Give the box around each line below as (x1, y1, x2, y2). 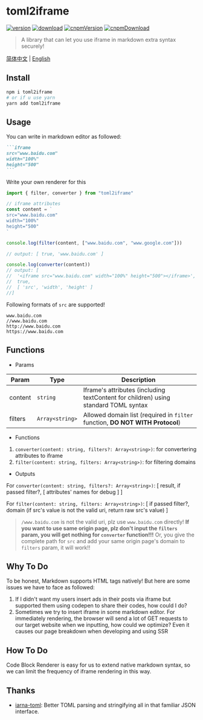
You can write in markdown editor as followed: (6, 133, 122, 140)
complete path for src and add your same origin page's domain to (21, 537, 185, 544)
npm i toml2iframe (6, 89, 53, 95)
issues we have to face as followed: (6, 584, 95, 591)
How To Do (6, 645, 48, 655)
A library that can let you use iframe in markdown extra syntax (21, 36, 176, 43)
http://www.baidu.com (6, 323, 61, 329)
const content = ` (6, 206, 53, 213)
